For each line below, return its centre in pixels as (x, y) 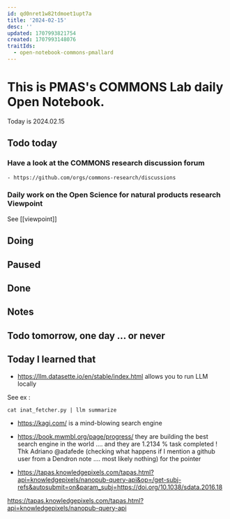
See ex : (19, 397)
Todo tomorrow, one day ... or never (86, 336)
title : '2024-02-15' (37, 20)
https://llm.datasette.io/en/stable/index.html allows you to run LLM (113, 376)
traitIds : (22, 46)
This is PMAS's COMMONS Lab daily (115, 87)
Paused (24, 265)
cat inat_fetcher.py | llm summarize (62, 410)
